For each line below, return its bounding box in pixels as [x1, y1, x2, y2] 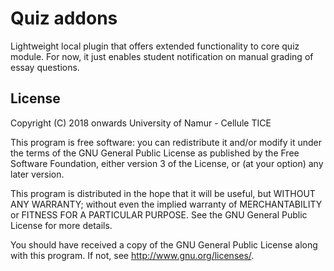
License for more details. [10, 219, 113, 231]
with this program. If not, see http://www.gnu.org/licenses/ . [10, 249, 255, 261]
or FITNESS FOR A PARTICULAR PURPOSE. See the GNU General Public [10, 208, 308, 221]
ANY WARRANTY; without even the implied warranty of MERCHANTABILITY [10, 198, 323, 210]
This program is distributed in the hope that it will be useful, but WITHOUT [10, 187, 316, 199]
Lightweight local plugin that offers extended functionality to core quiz [10, 40, 300, 52]
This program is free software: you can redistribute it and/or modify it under [10, 136, 322, 148]
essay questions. [10, 61, 80, 73]
